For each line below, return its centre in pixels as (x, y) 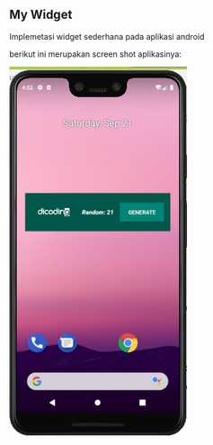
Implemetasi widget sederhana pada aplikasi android (107, 36)
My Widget (41, 15)
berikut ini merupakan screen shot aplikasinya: (96, 54)
